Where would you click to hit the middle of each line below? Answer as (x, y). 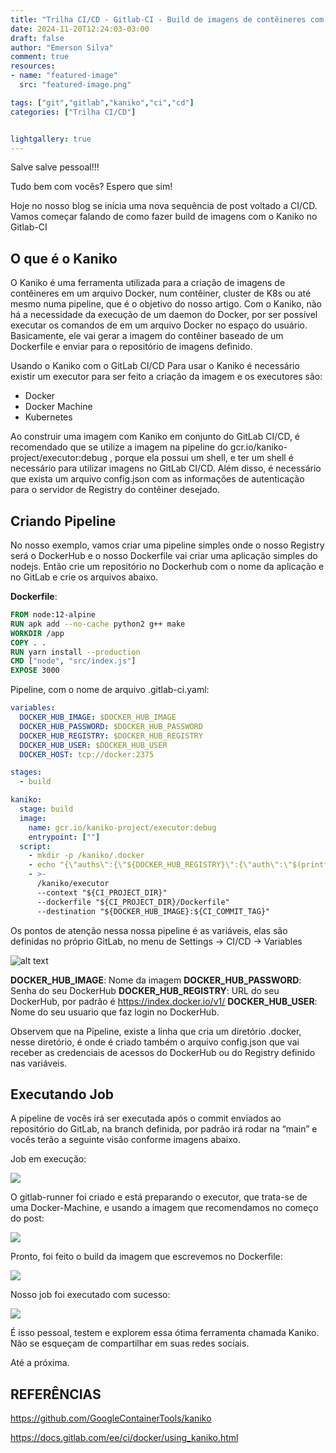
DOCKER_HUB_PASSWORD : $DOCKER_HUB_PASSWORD (111, 726)
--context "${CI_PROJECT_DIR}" (102, 892)
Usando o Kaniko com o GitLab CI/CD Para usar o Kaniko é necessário (155, 366)
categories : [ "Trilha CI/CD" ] (73, 112)
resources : (33, 66)
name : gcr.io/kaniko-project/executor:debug (122, 827)
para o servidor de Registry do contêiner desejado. (115, 490)
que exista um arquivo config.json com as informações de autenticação (157, 479)
